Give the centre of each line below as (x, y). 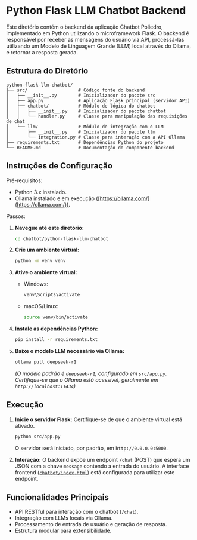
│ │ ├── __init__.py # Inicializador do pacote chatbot (86, 111)
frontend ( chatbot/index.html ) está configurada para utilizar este (95, 472)
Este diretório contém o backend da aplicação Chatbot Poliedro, (85, 27)
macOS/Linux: (41, 306)
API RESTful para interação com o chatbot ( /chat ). (76, 512)
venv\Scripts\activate (52, 295)
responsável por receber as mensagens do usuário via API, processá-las (95, 39)
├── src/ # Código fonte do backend (76, 90)
